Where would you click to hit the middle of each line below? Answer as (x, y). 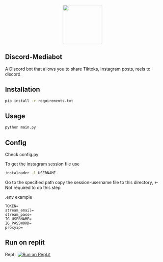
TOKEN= (12, 206)
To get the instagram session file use (42, 164)
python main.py (21, 128)
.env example (19, 197)
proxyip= (14, 227)
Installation (23, 90)
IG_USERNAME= (18, 219)
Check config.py (22, 154)
